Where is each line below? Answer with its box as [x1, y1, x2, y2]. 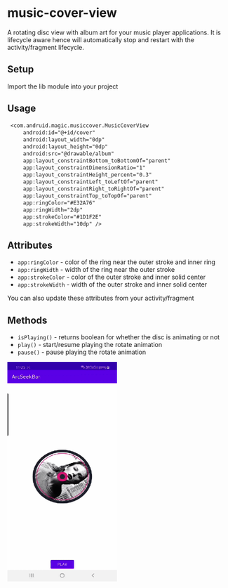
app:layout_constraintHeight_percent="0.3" [22, 171, 152, 178]
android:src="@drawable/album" [22, 150, 114, 157]
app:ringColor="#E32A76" [22, 199, 96, 207]
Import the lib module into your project [7, 82, 119, 91]
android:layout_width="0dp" [22, 136, 105, 143]
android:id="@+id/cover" [22, 129, 96, 136]
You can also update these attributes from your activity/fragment [7, 294, 194, 303]
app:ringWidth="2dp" [22, 206, 83, 214]
